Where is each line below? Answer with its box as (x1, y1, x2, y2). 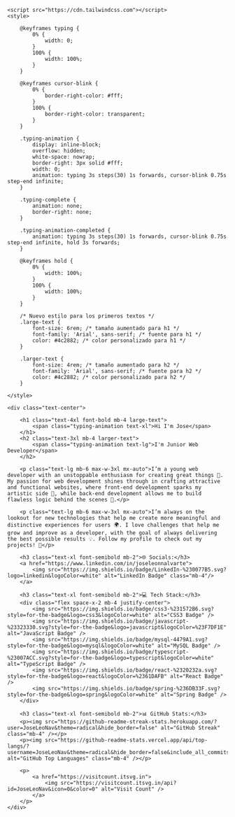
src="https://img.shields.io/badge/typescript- (48, 648, 190, 655)
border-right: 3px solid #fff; (32, 159, 124, 166)
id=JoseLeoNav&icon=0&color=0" (7, 786, 99, 793)
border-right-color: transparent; (44, 111, 145, 118)
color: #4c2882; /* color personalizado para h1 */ (32, 337, 187, 344)
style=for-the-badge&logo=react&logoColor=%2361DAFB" (7, 673, 168, 680)
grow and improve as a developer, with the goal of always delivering (7, 530, 218, 537)
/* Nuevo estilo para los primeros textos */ (20, 313, 155, 320)
